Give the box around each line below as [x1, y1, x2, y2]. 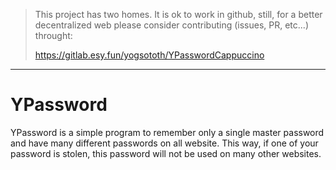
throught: [34, 30, 73, 41]
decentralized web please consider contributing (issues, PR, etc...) [34, 19, 309, 31]
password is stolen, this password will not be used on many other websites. [10, 147, 322, 159]
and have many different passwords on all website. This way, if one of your [10, 137, 319, 149]
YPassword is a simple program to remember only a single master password [10, 126, 325, 138]
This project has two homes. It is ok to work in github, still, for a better [34, 9, 323, 20]
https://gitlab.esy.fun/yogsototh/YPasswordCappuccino [34, 49, 265, 61]
